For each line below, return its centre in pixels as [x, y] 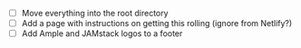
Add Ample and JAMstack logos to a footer [102, 34]
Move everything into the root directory [95, 13]
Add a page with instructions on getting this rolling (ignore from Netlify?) [157, 24]
